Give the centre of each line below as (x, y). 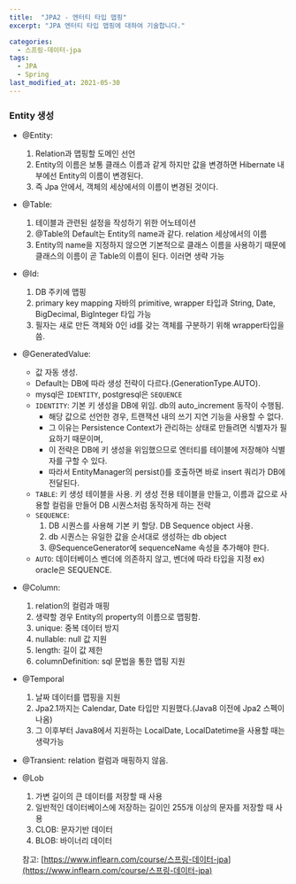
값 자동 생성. (56, 372)
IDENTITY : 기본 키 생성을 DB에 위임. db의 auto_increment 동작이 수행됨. (159, 406)
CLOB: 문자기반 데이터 (74, 830)
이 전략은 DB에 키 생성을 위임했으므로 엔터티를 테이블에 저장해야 (159, 450)
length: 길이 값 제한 (69, 650)
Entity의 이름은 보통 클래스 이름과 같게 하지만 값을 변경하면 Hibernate (155, 165)
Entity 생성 (32, 115)
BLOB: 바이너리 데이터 (74, 841)
